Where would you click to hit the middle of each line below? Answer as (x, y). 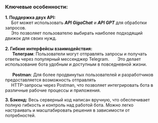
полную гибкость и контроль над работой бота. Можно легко (69, 105)
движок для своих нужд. (31, 38)
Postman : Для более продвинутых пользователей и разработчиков (83, 75)
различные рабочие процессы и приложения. (53, 90)
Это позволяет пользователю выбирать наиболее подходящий (77, 33)
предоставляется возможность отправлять (51, 80)
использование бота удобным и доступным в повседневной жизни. (76, 64)
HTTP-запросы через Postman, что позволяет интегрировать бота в (82, 85)
